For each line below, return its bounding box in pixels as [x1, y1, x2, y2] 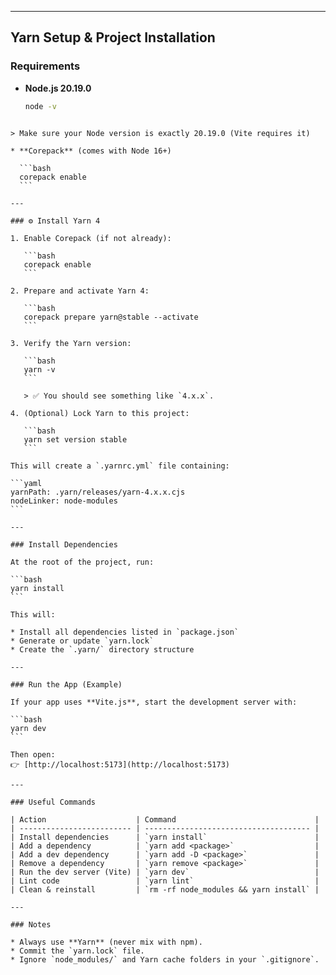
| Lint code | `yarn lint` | [10, 876, 320, 886]
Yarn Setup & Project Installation [10, 29, 216, 46]
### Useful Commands [10, 797, 97, 807]
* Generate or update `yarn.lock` [10, 636, 155, 646]
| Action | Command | [10, 814, 320, 825]
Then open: [10, 749, 56, 760]
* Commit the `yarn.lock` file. [10, 946, 145, 956]
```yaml [10, 478, 43, 488]
